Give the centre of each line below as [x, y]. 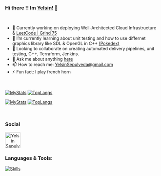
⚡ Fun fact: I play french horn [41, 72]
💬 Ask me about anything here [42, 59]
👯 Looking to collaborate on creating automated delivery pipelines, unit [83, 49]
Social [13, 124]
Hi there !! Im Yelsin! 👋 [31, 8]
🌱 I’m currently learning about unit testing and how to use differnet [79, 38]
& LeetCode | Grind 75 [34, 33]
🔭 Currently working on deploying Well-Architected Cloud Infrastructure [84, 28]
